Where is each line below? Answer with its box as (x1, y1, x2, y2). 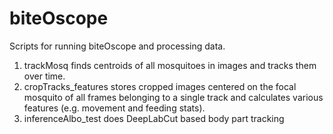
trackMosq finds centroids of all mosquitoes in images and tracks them (23, 59, 317, 71)
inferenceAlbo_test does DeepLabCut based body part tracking (23, 112, 285, 124)
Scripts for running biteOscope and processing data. (9, 40, 226, 52)
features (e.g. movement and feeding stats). (23, 102, 206, 114)
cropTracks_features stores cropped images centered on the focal (23, 80, 297, 92)
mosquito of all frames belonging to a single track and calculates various (23, 91, 324, 103)
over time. (23, 70, 66, 82)
